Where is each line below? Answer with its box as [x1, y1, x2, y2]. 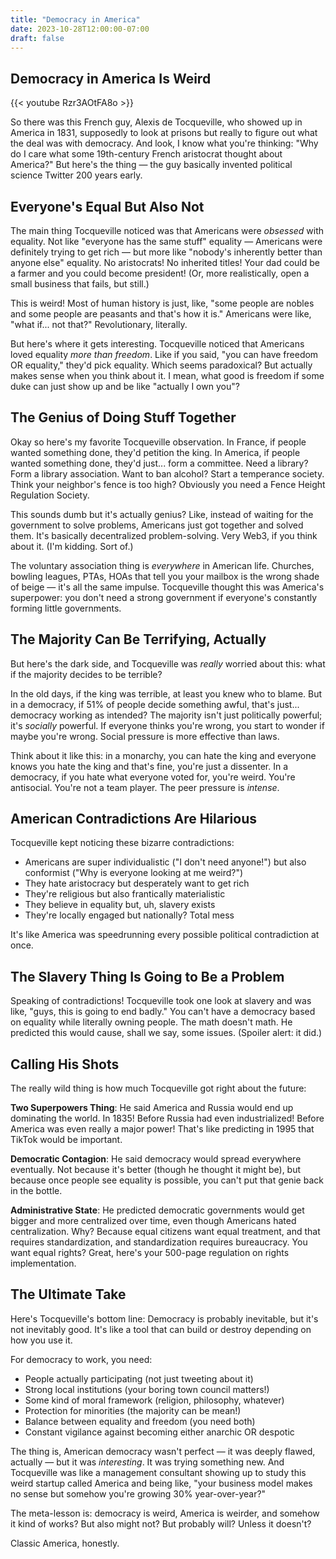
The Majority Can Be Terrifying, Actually [10, 631, 267, 648]
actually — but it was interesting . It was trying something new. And [10, 1456, 285, 1468]
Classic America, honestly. [10, 1537, 120, 1549]
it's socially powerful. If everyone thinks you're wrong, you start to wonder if [10, 719, 325, 731]
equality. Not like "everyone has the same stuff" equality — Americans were [10, 236, 323, 247]
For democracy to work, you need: [10, 1353, 153, 1365]
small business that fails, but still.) [10, 278, 150, 290]
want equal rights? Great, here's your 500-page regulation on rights [10, 1247, 290, 1259]
